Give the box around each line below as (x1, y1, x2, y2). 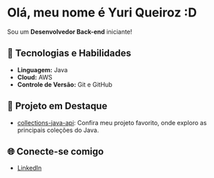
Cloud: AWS (17, 73, 53, 81)
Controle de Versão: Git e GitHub (17, 80, 113, 89)
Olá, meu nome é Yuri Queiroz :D (7, 5, 197, 21)
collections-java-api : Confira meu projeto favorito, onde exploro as (17, 118, 207, 126)
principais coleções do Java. (17, 126, 99, 134)
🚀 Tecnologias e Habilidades (7, 47, 132, 59)
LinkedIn (17, 164, 42, 173)
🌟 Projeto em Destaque (7, 100, 108, 112)
